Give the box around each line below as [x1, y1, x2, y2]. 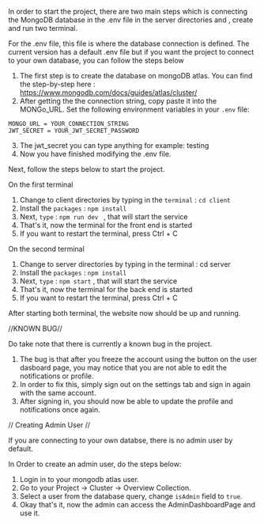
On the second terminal [8, 245, 85, 253]
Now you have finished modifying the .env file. [19, 150, 172, 158]
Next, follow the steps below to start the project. [8, 165, 165, 173]
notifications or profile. [19, 371, 94, 381]
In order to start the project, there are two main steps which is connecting [8, 7, 248, 16]
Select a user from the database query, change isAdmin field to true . [19, 492, 243, 501]
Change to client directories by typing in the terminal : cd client [19, 196, 231, 204]
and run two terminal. [8, 24, 78, 32]
